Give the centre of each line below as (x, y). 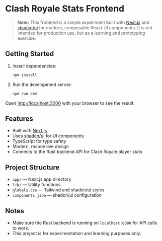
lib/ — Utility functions (36, 185)
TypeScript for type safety (39, 141)
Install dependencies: (34, 66)
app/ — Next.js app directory (42, 179)
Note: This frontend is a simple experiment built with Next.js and (83, 22)
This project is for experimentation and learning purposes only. (77, 233)
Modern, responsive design (40, 147)
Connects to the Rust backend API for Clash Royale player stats (77, 152)
